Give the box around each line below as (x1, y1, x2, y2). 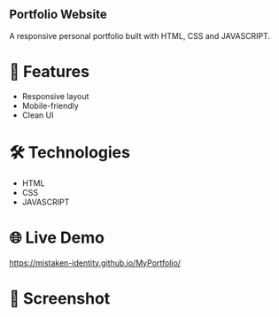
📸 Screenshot (9, 288, 111, 308)
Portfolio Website (9, 7, 108, 22)
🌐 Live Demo (9, 228, 105, 247)
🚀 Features (9, 62, 90, 81)
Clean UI (21, 110, 54, 120)
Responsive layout (21, 90, 89, 101)
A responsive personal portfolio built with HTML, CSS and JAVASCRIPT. (9, 30, 271, 41)
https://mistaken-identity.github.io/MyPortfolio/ (9, 257, 182, 268)
